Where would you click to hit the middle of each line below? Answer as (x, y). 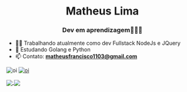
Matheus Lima (102, 11)
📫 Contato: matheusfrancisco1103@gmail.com (76, 56)
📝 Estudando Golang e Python (53, 50)
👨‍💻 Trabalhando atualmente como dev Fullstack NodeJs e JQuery (98, 43)
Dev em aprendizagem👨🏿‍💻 (102, 30)
